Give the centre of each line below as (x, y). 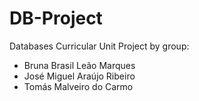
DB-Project (56, 18)
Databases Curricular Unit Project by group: (99, 46)
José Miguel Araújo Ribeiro (79, 76)
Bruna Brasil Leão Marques (79, 65)
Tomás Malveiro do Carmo (78, 86)
